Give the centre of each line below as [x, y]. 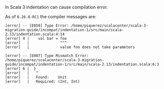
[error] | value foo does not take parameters [70, 47]
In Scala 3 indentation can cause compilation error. [56, 7]
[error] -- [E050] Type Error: [37, 26]
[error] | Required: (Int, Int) [42, 82]
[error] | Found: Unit [36, 77]
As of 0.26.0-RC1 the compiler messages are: [51, 16]
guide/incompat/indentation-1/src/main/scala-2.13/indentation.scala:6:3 [82, 64]
